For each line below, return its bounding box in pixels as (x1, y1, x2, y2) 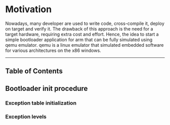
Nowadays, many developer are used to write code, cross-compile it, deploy (5, 20, 164, 26)
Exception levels (5, 113, 47, 120)
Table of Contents (5, 67, 63, 76)
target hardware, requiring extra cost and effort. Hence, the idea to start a (5, 31, 159, 37)
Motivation (5, 4, 52, 15)
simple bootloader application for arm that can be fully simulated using (5, 37, 153, 43)
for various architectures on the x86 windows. (5, 47, 101, 53)
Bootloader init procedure (5, 84, 88, 92)
